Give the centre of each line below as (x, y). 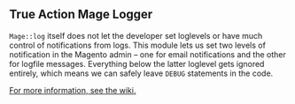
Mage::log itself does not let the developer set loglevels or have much (136, 35)
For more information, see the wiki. (73, 90)
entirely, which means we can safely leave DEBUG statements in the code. (141, 73)
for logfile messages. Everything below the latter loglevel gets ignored (137, 63)
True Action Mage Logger (81, 15)
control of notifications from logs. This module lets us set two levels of (137, 45)
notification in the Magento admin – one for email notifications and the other (147, 54)
